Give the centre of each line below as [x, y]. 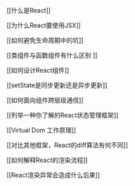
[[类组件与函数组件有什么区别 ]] [52, 55]
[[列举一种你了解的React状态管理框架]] [63, 115]
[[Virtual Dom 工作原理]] [41, 130]
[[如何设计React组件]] [38, 70]
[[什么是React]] [28, 10]
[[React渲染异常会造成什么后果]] [53, 175]
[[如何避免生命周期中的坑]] [45, 40]
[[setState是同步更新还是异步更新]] [57, 85]
